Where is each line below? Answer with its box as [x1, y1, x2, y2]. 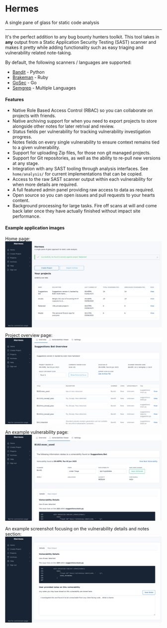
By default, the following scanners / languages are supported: [5, 59, 132, 65]
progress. [12, 134, 32, 140]
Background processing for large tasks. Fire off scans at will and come [12, 203, 158, 209]
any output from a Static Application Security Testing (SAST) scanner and [5, 39, 157, 45]
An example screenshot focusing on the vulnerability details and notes [5, 525, 149, 531]
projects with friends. [12, 113, 56, 119]
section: [5, 531, 22, 537]
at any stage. [12, 160, 39, 166]
